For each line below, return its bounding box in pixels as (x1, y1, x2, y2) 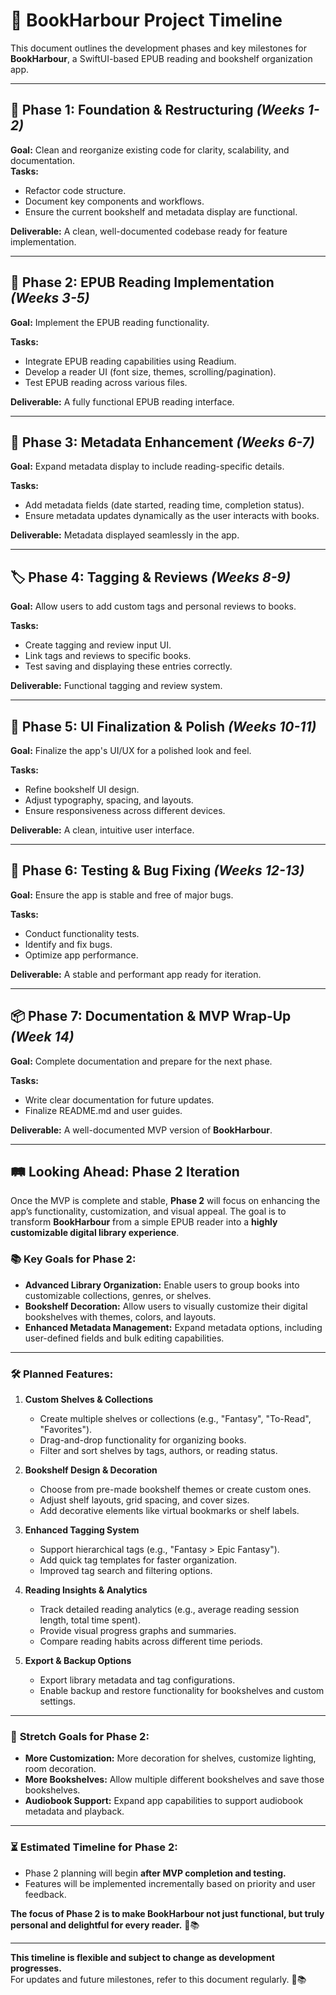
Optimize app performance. (24, 949, 139, 961)
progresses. (10, 1962, 62, 1974)
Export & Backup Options (24, 1655, 132, 1667)
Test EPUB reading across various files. (24, 376, 188, 388)
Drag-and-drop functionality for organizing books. (39, 1434, 247, 1446)
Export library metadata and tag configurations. (39, 1674, 236, 1686)
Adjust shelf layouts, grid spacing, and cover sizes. (39, 1494, 250, 1506)
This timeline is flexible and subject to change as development (10, 1951, 275, 1963)
